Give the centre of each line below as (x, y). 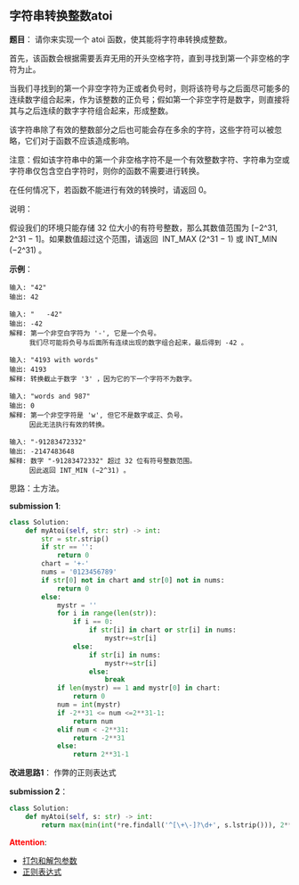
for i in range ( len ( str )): (107, 614)
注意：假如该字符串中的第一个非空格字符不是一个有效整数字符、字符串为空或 (149, 160)
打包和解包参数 (49, 860)
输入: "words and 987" (50, 396)
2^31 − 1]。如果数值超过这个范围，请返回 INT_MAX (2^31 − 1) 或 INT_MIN (143, 238)
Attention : (28, 842)
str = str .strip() (75, 539)
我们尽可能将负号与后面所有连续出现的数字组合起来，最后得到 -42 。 (138, 343)
